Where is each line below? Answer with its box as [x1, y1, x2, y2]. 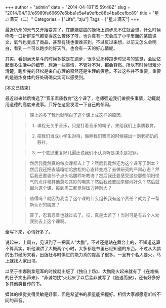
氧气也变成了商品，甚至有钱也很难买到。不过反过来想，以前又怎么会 [13, 39, 152, 45]
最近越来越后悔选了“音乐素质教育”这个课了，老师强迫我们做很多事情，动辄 [5, 95, 157, 101]
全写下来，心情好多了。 [5, 229, 53, 234]
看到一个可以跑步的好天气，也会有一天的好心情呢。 [13, 45, 118, 51]
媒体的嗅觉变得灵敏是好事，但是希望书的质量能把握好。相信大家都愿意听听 [5, 291, 157, 297]
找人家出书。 [13, 258, 40, 264]
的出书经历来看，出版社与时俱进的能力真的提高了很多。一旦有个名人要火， [5, 252, 157, 258]
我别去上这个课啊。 [29, 219, 69, 224]
